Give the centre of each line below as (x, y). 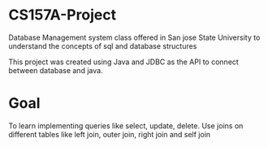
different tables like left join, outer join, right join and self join (110, 134)
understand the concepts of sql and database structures (103, 45)
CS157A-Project (62, 15)
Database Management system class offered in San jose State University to (134, 37)
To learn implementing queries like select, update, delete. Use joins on (126, 125)
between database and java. (56, 70)
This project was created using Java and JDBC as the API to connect (124, 62)
